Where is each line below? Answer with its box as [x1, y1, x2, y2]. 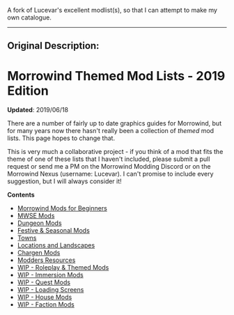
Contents [7, 191, 35, 199]
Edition [7, 83, 49, 98]
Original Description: [7, 40, 100, 52]
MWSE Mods [17, 212, 55, 220]
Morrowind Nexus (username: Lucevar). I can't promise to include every [7, 170, 214, 178]
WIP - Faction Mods [17, 300, 75, 309]
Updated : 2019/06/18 [7, 106, 68, 114]
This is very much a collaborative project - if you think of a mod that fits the [7, 148, 224, 156]
